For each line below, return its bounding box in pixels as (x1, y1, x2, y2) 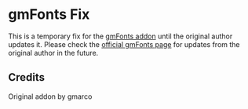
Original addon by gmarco (8, 92, 93, 101)
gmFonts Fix (8, 5, 90, 24)
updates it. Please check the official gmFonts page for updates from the (8, 39, 241, 49)
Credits (8, 71, 46, 84)
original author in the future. (8, 48, 99, 57)
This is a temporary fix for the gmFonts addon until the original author (8, 31, 233, 41)
